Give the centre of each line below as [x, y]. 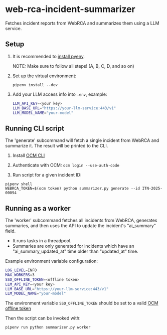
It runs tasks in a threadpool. [42, 241]
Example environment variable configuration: [51, 261]
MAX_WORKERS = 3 [20, 275]
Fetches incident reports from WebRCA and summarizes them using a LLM [82, 23]
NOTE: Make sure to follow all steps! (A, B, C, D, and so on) [73, 66]
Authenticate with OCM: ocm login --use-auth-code [66, 165]
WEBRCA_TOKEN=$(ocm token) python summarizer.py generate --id [73, 189]
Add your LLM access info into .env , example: [60, 94]
